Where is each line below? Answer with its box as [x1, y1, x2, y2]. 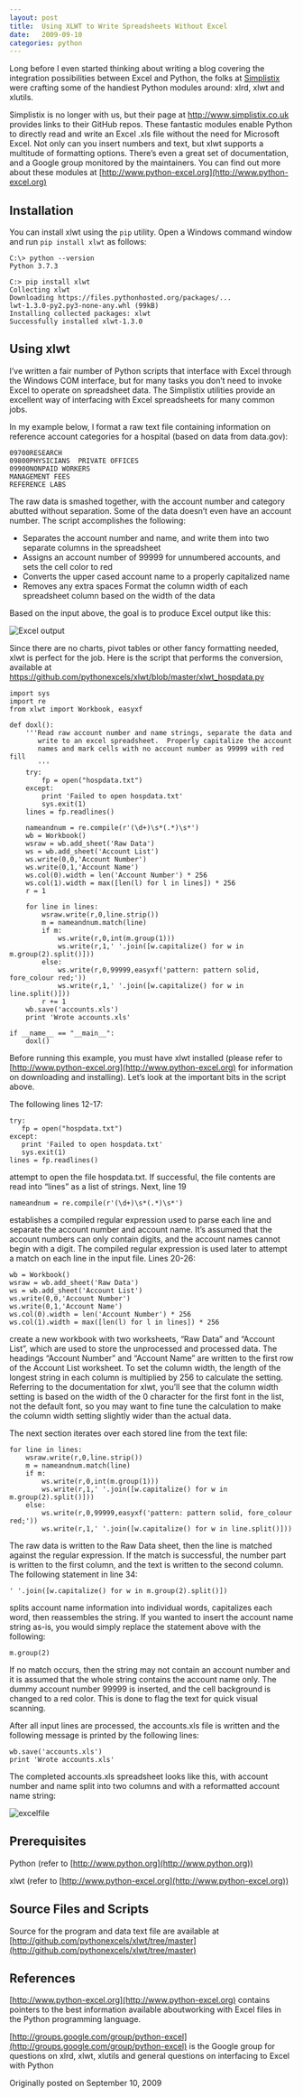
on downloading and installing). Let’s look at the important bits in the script [9, 1071, 287, 1082]
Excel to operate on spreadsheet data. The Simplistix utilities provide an [9, 385, 276, 396]
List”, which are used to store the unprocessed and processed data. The [9, 1343, 278, 1354]
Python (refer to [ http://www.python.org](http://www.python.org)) [9, 1858, 254, 1869]
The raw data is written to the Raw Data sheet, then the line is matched [9, 1540, 272, 1551]
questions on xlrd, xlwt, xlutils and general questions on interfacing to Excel [9, 2051, 290, 2062]
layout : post [9, 13, 59, 23]
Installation [9, 202, 74, 218]
